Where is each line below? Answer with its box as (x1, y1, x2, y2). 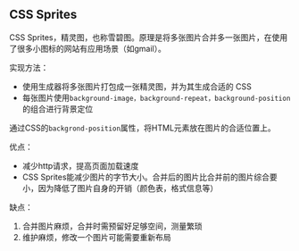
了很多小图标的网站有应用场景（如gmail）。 (9, 43, 167, 54)
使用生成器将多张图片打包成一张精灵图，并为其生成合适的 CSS (21, 80, 252, 92)
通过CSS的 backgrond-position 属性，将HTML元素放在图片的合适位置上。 (9, 122, 277, 133)
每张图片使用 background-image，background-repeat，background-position (21, 92, 291, 103)
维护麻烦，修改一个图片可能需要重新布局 (21, 231, 171, 242)
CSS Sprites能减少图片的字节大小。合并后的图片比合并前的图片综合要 (21, 172, 278, 182)
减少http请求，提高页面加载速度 (21, 160, 139, 171)
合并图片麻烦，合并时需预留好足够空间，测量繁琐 (21, 221, 203, 231)
